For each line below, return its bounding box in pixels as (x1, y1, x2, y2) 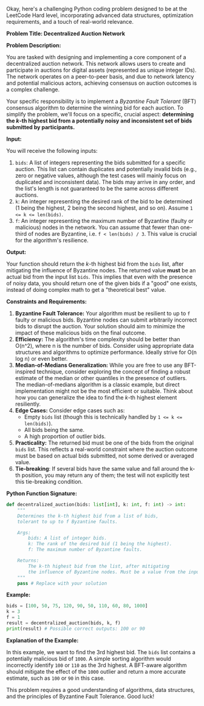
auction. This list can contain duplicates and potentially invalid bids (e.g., (15, 166, 197, 172)
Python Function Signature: (6, 490, 78, 497)
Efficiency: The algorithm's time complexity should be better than (15, 336, 180, 343)
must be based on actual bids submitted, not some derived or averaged (15, 452, 194, 459)
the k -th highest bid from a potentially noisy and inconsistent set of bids (6, 117, 192, 124)
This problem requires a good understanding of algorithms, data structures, (6, 686, 195, 693)
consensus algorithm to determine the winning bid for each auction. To (6, 104, 184, 111)
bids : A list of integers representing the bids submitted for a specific (15, 159, 186, 166)
